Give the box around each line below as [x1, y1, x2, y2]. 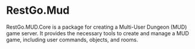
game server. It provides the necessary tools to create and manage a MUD [6, 29, 190, 36]
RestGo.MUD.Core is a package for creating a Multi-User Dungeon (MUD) [6, 23, 187, 30]
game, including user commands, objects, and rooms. [6, 36, 138, 43]
